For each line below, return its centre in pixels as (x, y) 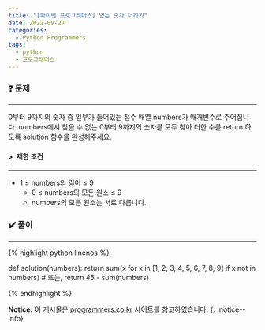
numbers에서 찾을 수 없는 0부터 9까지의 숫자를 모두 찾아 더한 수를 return (131, 127)
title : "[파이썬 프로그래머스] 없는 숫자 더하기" (78, 15)
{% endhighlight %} (40, 293)
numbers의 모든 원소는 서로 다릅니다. (89, 203)
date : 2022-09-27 (37, 23)
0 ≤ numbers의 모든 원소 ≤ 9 (77, 193)
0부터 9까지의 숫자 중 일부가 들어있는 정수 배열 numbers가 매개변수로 (115, 117)
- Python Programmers (51, 37)
